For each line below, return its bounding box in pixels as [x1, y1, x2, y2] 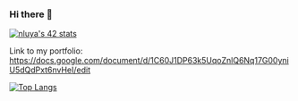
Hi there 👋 [9, 8, 54, 21]
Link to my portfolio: [9, 46, 83, 56]
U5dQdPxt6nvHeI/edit [9, 64, 91, 75]
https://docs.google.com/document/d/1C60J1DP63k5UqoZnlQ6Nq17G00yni [9, 55, 289, 66]
